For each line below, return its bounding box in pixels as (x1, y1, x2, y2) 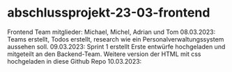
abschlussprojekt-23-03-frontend (7, 5, 210, 21)
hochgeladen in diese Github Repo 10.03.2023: (7, 57, 142, 65)
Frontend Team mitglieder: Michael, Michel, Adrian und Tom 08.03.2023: (7, 28, 216, 36)
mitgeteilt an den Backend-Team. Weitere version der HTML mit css (7, 50, 201, 58)
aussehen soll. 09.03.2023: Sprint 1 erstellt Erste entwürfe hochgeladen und (7, 42, 226, 51)
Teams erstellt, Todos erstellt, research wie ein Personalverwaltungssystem (7, 35, 224, 43)
